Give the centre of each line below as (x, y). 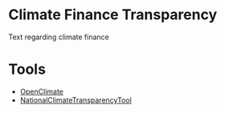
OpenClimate (42, 91)
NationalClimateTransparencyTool (76, 100)
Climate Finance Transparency (113, 15)
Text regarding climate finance (59, 37)
